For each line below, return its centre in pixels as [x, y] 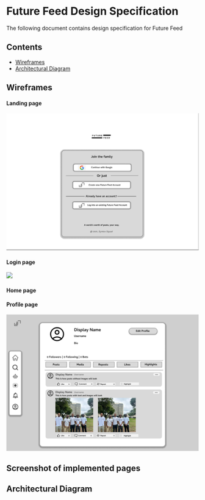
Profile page [22, 304]
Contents [24, 47]
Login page [21, 262]
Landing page [24, 103]
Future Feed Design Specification [92, 11]
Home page [21, 290]
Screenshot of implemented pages [74, 468]
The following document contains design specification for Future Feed [95, 28]
